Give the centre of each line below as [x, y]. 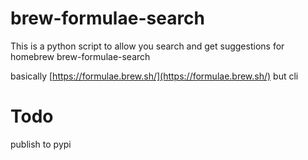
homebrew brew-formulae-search [80, 56]
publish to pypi [41, 144]
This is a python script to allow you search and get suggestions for [147, 46]
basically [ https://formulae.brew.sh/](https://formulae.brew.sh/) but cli [154, 76]
